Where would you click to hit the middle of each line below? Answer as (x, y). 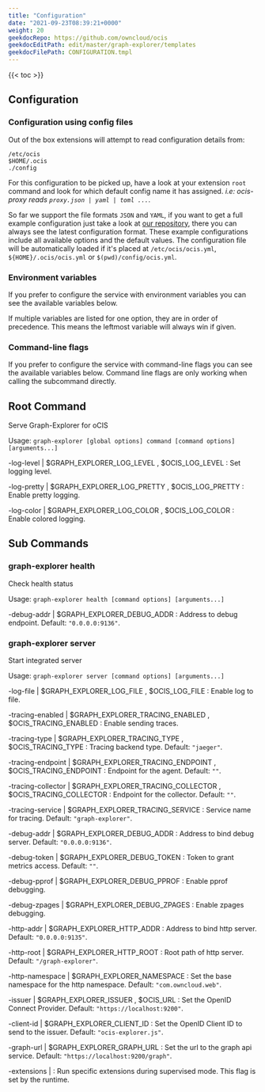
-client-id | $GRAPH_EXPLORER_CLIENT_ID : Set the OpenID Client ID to (125, 1024)
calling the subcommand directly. (62, 382)
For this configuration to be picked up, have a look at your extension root (127, 182)
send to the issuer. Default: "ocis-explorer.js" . (86, 1032)
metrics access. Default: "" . (53, 866)
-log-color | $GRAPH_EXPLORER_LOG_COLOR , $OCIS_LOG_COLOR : (121, 511)
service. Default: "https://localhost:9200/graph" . (90, 1056)
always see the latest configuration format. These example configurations (128, 231)
